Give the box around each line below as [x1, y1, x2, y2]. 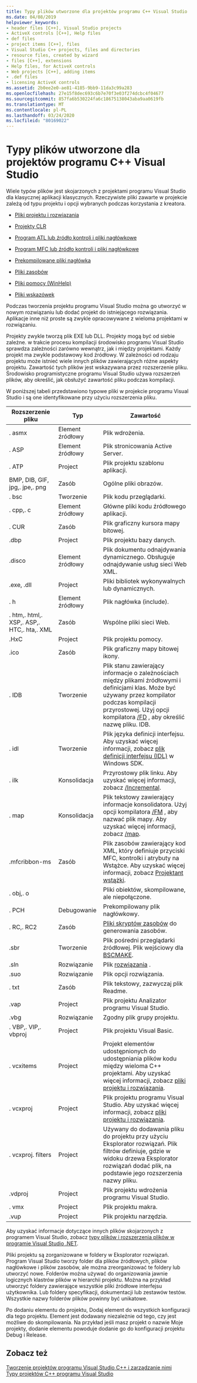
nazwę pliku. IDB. [103, 720, 151, 729]
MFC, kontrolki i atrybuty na [103, 854, 179, 862]
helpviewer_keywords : [6, 19, 59, 25]
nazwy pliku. [103, 1176, 138, 1184]
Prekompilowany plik [103, 902, 160, 911]
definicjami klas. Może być [103, 684, 176, 692]
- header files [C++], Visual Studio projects [6, 25, 122, 31]
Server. [103, 449, 123, 458]
